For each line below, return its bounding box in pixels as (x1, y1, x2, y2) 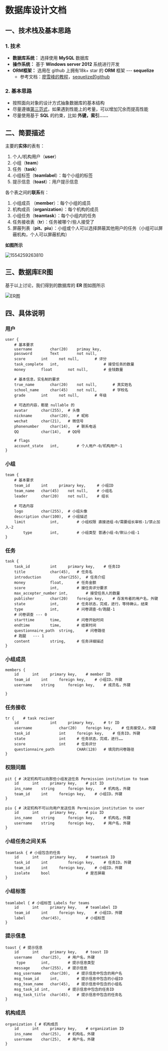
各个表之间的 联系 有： (5, 189, 49, 195)
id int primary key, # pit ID (14, 781, 104, 786)
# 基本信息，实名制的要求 (14, 377, 60, 382)
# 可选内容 (14, 503, 34, 508)
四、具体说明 (5, 309, 45, 318)
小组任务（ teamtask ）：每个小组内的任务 (12, 212, 96, 219)
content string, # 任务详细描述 (14, 639, 104, 644)
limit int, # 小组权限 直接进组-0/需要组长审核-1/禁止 (14, 519, 156, 524)
